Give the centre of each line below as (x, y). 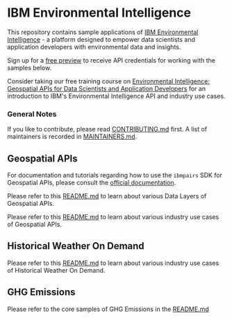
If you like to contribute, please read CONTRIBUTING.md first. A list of (107, 129)
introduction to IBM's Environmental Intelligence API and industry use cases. (116, 96)
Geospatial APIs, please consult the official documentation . (92, 183)
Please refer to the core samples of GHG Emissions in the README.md (108, 309)
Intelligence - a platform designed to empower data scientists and (101, 39)
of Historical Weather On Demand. (56, 270)
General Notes (32, 114)
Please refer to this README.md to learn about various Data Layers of (107, 196)
